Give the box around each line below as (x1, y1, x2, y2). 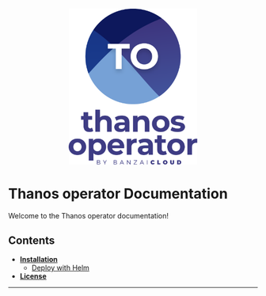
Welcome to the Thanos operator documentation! (8, 211, 169, 220)
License (19, 271, 47, 281)
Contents (8, 234, 55, 248)
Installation (19, 255, 58, 264)
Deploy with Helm (31, 263, 89, 273)
